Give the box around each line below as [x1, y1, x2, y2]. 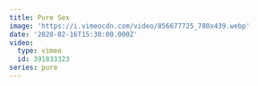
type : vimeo [17, 47, 63, 56]
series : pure [9, 64, 58, 73]
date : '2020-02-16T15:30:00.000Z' [9, 30, 139, 39]
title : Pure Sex [9, 13, 70, 22]
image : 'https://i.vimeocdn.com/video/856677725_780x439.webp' [9, 21, 251, 30]
